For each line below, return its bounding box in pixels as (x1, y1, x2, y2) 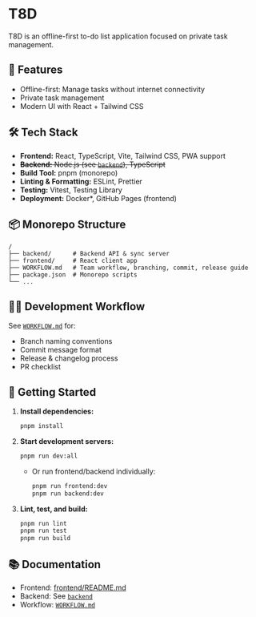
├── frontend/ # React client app (8, 257, 138, 265)
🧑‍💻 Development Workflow (8, 300, 146, 313)
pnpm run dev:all (19, 452, 78, 460)
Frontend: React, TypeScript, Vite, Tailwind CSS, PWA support (19, 151, 226, 160)
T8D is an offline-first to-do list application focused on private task (8, 31, 228, 41)
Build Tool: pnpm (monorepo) (19, 167, 118, 177)
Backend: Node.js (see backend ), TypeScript (19, 159, 166, 169)
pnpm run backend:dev (31, 490, 104, 498)
